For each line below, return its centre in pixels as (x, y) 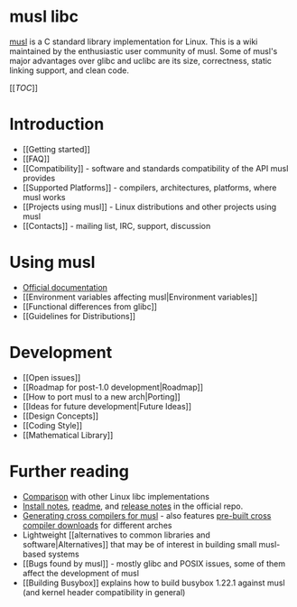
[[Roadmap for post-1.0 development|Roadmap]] (113, 387)
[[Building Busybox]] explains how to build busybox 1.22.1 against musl (154, 583)
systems (64, 554)
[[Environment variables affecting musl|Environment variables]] (140, 297)
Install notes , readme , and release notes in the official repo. (133, 506)
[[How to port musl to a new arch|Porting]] (101, 396)
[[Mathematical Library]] (68, 435)
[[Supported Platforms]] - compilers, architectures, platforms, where (149, 188)
